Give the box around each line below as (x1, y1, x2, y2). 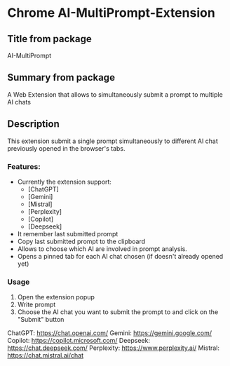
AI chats (7, 97, 32, 106)
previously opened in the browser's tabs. (7, 144, 126, 152)
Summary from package (7, 72, 116, 83)
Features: (7, 161, 41, 171)
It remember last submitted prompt (17, 229, 119, 238)
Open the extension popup (17, 293, 95, 301)
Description (7, 118, 60, 130)
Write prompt (17, 300, 56, 309)
